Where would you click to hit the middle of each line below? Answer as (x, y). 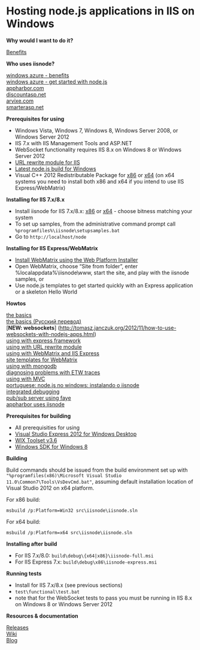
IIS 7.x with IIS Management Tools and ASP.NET (73, 143)
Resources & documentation (43, 616)
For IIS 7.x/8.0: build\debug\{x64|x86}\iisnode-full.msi (84, 555)
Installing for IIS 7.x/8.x (35, 199)
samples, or (29, 279)
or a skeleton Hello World (46, 292)
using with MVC (26, 379)
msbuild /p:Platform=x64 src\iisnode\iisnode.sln (69, 532)
